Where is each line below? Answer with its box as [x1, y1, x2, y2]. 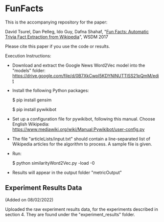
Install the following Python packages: [12, 87, 89, 93]
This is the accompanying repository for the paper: [5, 19, 108, 25]
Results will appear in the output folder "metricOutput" [12, 170, 122, 175]
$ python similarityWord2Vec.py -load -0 [12, 160, 95, 166]
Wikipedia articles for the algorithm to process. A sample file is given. [12, 141, 152, 147]
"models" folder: [12, 67, 46, 74]
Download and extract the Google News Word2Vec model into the [12, 62, 145, 68]
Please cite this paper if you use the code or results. [5, 43, 110, 49]
